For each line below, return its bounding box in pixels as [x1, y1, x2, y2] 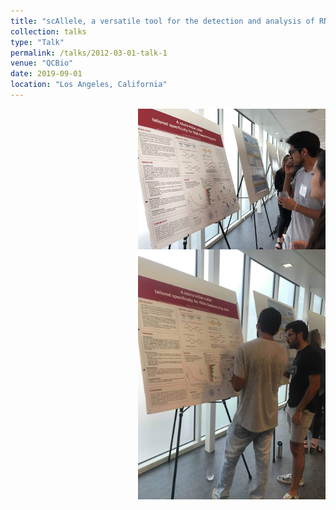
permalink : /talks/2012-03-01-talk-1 [10, 48, 168, 58]
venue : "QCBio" [10, 58, 74, 69]
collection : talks [10, 26, 87, 37]
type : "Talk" [10, 37, 65, 47]
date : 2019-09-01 [10, 69, 83, 79]
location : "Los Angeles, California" [10, 80, 168, 90]
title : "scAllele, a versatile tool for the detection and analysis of [10, 16, 315, 26]
